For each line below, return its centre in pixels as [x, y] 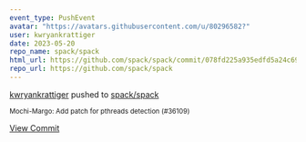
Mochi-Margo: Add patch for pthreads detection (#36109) [100, 111]
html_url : [28, 60]
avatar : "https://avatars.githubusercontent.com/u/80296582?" [130, 26]
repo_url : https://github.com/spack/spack [91, 69]
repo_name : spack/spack [55, 52]
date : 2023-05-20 [42, 43]
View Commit [35, 127]
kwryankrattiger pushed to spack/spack [84, 94]
